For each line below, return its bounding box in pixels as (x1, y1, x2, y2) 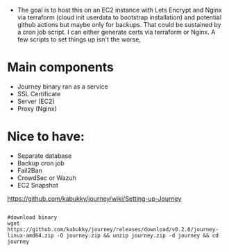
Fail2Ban (17, 166, 43, 174)
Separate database (17, 152, 72, 160)
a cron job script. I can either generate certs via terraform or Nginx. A (17, 28, 216, 36)
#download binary (7, 214, 58, 221)
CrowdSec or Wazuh (17, 173, 76, 182)
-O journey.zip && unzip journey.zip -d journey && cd (56, 232, 219, 239)
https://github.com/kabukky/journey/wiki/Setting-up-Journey (7, 194, 182, 203)
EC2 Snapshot (17, 181, 59, 189)
